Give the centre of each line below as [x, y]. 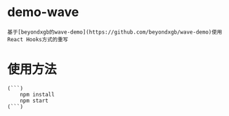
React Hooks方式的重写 [38, 39]
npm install [37, 94]
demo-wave [43, 12]
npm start [34, 101]
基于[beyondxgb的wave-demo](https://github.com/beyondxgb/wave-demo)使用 [115, 32]
